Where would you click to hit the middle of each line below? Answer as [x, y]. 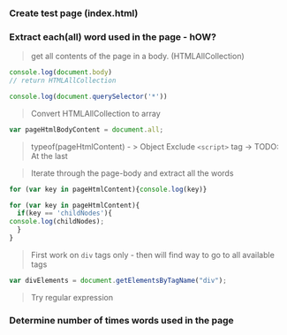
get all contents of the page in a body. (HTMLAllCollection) [137, 57]
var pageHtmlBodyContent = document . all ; [87, 129]
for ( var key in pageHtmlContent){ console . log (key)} [108, 189]
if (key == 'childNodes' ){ [65, 213]
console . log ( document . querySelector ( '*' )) [88, 96]
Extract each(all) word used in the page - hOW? [113, 36]
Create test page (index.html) [74, 13]
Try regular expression [72, 297]
